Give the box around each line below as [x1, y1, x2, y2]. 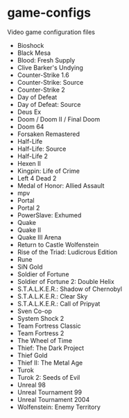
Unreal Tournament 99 [17, 387, 82, 396]
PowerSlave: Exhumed [17, 210, 82, 219]
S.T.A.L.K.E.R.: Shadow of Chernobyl [17, 285, 123, 293]
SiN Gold [17, 262, 43, 271]
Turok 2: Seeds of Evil [17, 373, 80, 381]
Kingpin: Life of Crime [17, 167, 80, 175]
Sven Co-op [17, 307, 52, 315]
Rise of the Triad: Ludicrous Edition [17, 248, 118, 256]
